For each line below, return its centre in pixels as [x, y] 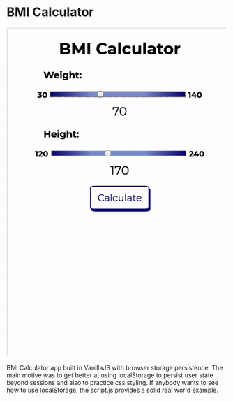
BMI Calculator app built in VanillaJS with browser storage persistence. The [115, 367]
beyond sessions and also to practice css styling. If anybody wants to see [113, 382]
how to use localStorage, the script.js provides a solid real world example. [113, 390]
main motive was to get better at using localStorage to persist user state [110, 375]
